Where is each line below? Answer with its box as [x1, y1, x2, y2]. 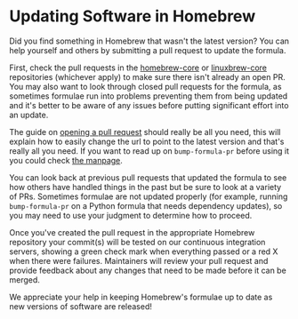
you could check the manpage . [9, 155, 123, 165]
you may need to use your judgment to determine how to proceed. [9, 210, 253, 220]
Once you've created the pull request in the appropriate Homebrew [9, 227, 255, 237]
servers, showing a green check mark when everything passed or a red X [9, 246, 278, 257]
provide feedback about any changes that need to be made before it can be [9, 265, 286, 275]
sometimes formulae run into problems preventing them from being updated [9, 91, 288, 101]
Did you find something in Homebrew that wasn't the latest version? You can [9, 36, 290, 46]
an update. [9, 109, 49, 120]
